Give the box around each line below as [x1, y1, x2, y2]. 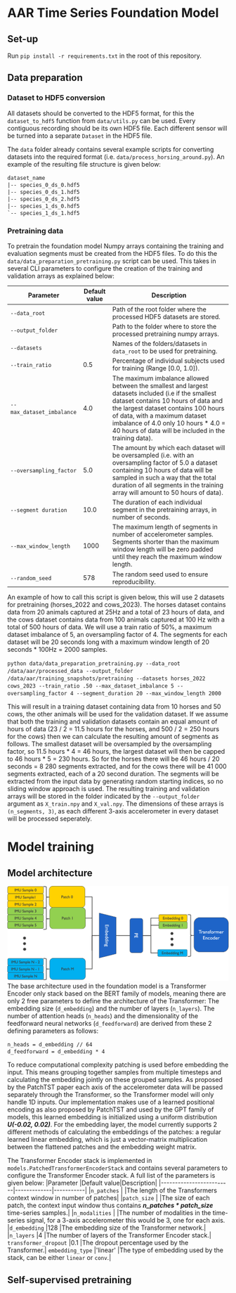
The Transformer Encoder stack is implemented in [7, 1157, 152, 1165]
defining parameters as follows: [7, 1027, 99, 1035]
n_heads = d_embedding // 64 [7, 1041, 93, 1048]
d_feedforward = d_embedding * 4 [7, 1048, 105, 1055]
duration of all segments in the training [112, 480, 223, 489]
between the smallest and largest [112, 381, 209, 390]
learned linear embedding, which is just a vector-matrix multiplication [7, 1136, 208, 1144]
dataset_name [7, 174, 46, 181]
